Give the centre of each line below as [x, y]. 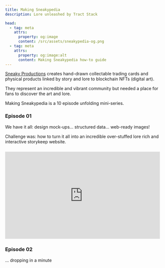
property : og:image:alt [42, 55]
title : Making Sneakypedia [33, 10]
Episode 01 [18, 116]
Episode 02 [19, 249]
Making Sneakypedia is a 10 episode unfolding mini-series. [65, 103]
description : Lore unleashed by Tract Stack [51, 14]
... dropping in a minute [28, 260]
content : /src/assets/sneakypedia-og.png [61, 42]
